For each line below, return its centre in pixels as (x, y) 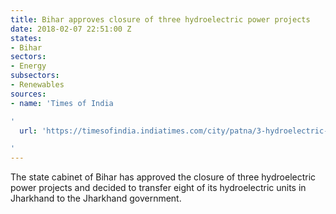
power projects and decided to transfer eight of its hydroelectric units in (158, 188)
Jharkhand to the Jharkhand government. (96, 198)
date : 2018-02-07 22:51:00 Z (71, 29)
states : (26, 38)
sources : (28, 94)
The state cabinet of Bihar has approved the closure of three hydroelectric (163, 177)
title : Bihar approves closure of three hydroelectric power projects (160, 19)
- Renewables (37, 85)
